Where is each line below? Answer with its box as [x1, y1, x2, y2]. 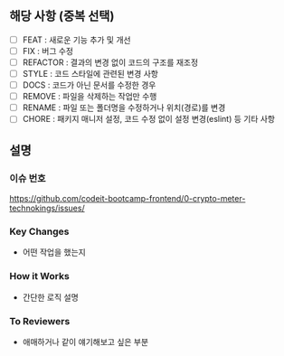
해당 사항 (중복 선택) [9, 8, 115, 24]
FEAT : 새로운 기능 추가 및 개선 [22, 34, 131, 45]
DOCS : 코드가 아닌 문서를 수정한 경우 [22, 80, 156, 90]
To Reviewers [9, 314, 71, 327]
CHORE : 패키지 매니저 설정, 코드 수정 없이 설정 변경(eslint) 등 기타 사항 [22, 114, 276, 125]
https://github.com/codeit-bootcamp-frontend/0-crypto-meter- [9, 193, 246, 203]
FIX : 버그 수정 [22, 45, 74, 56]
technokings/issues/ [9, 202, 85, 213]
